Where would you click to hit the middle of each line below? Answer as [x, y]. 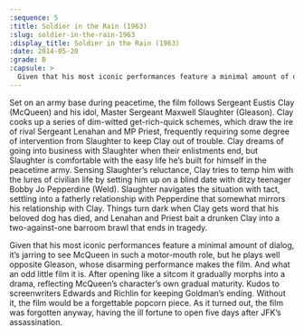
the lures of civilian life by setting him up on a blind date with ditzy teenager [150, 179]
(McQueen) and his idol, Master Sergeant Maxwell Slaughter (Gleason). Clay [152, 112]
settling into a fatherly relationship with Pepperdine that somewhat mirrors [147, 198]
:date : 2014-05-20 [44, 52]
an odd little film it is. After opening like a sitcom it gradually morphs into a [147, 273]
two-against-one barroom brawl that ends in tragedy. [109, 227]
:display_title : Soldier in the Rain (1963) [95, 43]
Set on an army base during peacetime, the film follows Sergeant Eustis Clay [152, 102]
